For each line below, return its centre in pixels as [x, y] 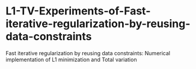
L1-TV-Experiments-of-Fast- [78, 11]
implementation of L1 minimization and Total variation [71, 59]
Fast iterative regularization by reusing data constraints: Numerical [88, 53]
